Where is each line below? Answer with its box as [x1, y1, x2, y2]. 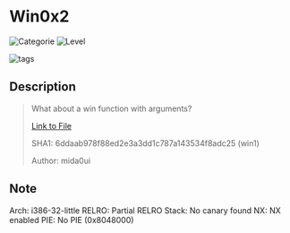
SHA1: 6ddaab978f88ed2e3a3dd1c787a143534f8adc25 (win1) [30, 137, 260, 149]
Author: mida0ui [30, 155, 91, 166]
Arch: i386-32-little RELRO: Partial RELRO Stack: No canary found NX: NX [9, 204, 281, 216]
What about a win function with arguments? [30, 103, 192, 114]
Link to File [30, 120, 72, 131]
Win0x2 [9, 6, 70, 27]
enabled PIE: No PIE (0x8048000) [9, 214, 134, 225]
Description [9, 79, 76, 95]
